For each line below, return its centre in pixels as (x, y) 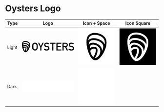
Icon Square (138, 23)
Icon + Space (96, 23)
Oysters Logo (33, 9)
